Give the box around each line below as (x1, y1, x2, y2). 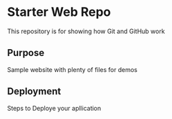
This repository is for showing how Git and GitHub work (7, 27, 165, 35)
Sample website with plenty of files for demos (7, 65, 138, 73)
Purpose (7, 47, 45, 59)
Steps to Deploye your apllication (7, 104, 102, 112)
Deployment (7, 86, 61, 98)
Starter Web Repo (7, 4, 111, 20)
